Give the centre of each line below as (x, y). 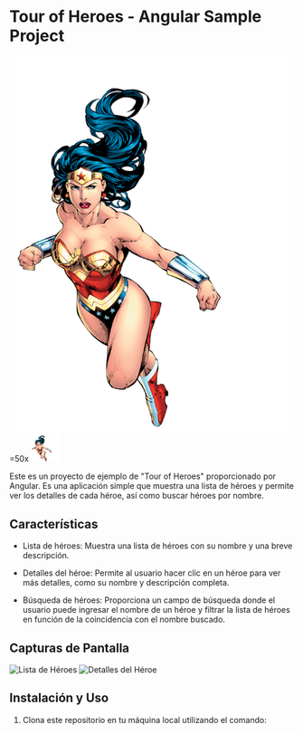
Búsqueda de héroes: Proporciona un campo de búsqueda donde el (149, 600)
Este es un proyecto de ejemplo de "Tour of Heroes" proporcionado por (143, 476)
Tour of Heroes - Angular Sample (136, 17)
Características (54, 524)
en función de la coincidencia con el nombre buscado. (124, 620)
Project (37, 36)
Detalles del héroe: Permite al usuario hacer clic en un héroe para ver (151, 573)
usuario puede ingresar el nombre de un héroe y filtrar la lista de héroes (156, 610)
